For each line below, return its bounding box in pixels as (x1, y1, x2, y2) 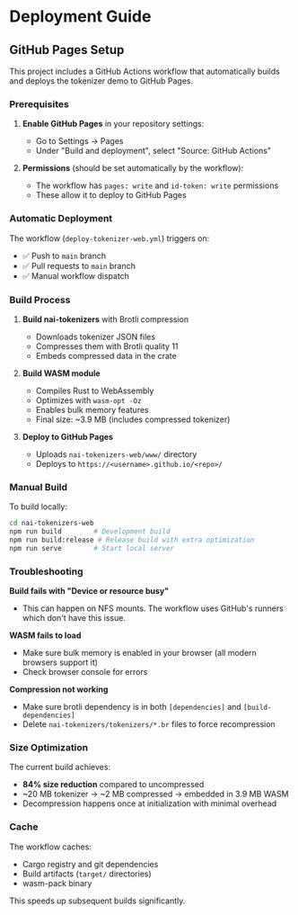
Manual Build (9, 480, 68, 493)
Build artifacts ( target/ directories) (22, 868, 153, 879)
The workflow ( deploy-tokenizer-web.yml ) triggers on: (9, 232, 210, 244)
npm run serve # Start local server (9, 543, 175, 552)
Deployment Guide (9, 6, 152, 27)
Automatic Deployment (9, 212, 113, 225)
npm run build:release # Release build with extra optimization (9, 535, 255, 544)
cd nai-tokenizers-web (9, 519, 94, 528)
